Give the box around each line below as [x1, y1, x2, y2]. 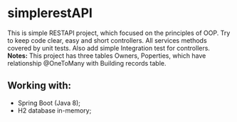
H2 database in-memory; [17, 106, 92, 115]
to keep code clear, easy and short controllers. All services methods [7, 36, 208, 44]
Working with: [7, 80, 72, 92]
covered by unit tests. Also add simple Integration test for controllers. [7, 44, 210, 52]
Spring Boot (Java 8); [17, 98, 80, 107]
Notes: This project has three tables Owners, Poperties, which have [7, 51, 206, 60]
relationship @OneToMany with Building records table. [7, 59, 167, 67]
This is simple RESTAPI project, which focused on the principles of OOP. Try [7, 29, 231, 37]
